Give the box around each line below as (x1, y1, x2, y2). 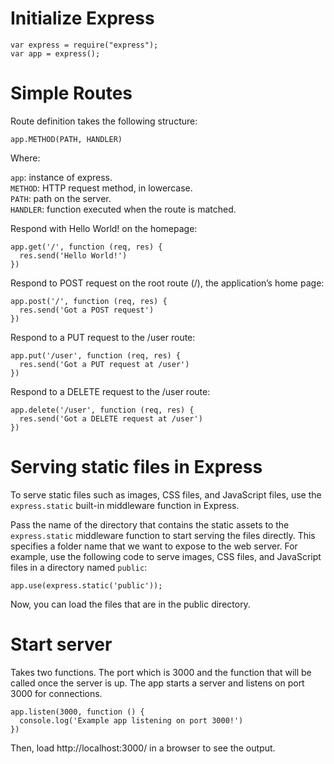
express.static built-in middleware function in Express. (10, 499, 240, 511)
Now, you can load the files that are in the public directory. (10, 598, 251, 610)
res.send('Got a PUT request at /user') (19, 359, 190, 369)
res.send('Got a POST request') (19, 305, 155, 315)
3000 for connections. (10, 687, 103, 699)
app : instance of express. (10, 171, 113, 183)
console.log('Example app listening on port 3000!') (19, 715, 244, 726)
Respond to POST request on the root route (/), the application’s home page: (10, 277, 325, 289)
